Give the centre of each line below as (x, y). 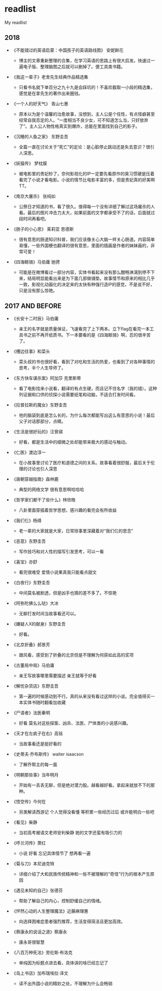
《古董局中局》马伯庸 (33, 665)
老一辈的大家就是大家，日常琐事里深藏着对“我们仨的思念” (76, 531)
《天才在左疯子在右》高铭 (37, 733)
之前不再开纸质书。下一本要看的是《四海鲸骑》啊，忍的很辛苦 (89, 335)
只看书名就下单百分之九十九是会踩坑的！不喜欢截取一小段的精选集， (87, 87)
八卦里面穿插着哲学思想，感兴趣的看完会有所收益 (68, 510)
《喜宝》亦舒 (24, 562)
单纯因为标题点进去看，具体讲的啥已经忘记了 (64, 963)
